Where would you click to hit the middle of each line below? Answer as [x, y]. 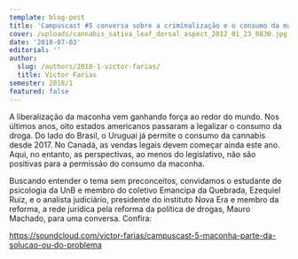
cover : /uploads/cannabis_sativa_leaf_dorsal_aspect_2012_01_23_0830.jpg [149, 34]
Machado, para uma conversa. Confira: [81, 218]
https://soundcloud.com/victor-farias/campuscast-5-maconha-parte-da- [143, 235]
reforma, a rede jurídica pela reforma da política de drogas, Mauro [130, 209]
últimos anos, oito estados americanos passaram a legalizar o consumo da [145, 126]
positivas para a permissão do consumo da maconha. [107, 164]
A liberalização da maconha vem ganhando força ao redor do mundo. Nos [144, 117]
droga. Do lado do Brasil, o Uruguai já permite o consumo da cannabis [137, 135]
